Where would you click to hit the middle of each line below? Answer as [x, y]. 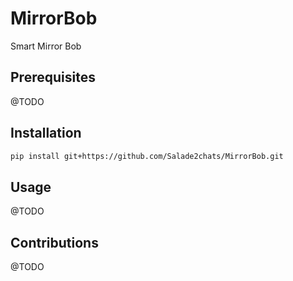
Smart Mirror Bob [46, 46]
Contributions [54, 242]
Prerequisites [53, 77]
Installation [46, 133]
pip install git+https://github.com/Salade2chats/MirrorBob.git [147, 156]
